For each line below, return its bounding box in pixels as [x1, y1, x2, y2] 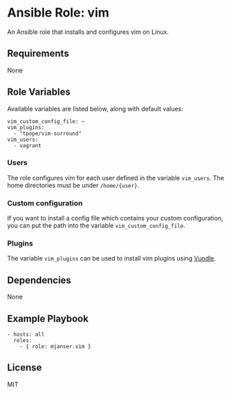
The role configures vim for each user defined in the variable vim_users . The [7, 173, 225, 182]
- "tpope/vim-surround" [13, 130, 82, 137]
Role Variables [7, 86, 71, 98]
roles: [13, 337, 33, 344]
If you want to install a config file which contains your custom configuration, [7, 214, 223, 223]
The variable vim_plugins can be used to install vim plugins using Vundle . [7, 254, 216, 263]
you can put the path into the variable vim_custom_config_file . [7, 221, 185, 229]
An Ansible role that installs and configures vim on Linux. [7, 28, 169, 36]
